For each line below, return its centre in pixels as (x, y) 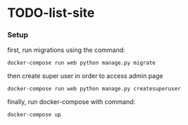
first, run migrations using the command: (66, 50)
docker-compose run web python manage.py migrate (82, 63)
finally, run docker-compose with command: (71, 102)
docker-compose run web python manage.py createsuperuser (94, 89)
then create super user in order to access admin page (85, 76)
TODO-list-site (51, 13)
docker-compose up (34, 115)
